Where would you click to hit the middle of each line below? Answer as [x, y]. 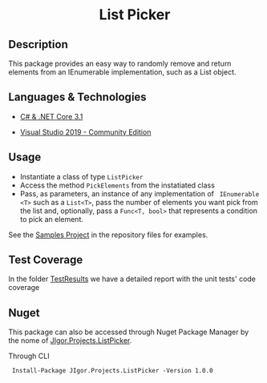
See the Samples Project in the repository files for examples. [108, 235]
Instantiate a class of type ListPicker [81, 176]
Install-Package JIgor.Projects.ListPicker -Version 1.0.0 [113, 371]
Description [38, 44]
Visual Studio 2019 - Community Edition [85, 132]
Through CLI [29, 356]
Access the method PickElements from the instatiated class [117, 185]
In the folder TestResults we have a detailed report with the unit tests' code [132, 279]
